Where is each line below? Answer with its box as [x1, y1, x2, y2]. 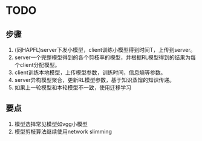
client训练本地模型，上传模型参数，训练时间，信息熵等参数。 [14, 69, 166, 76]
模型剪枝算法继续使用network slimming [14, 128, 112, 135]
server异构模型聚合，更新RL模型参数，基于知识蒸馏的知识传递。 [14, 77, 175, 83]
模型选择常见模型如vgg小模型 [14, 120, 88, 127]
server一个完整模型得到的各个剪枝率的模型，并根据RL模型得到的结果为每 [14, 54, 196, 61]
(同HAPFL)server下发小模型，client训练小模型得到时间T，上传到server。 [14, 46, 196, 53]
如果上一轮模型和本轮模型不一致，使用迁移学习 [14, 84, 131, 91]
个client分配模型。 [14, 61, 60, 68]
